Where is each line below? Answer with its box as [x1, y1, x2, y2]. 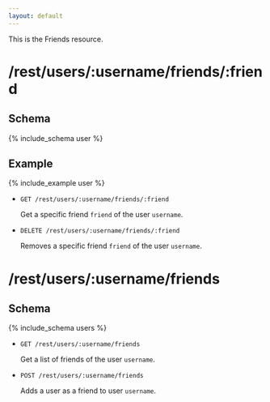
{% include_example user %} [8, 178, 105, 188]
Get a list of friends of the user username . [19, 354, 156, 365]
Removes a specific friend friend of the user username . [19, 241, 202, 251]
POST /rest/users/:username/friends [19, 372, 144, 380]
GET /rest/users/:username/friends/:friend [19, 195, 170, 203]
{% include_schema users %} [8, 323, 108, 333]
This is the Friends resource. [8, 34, 103, 44]
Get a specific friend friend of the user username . [19, 210, 184, 220]
